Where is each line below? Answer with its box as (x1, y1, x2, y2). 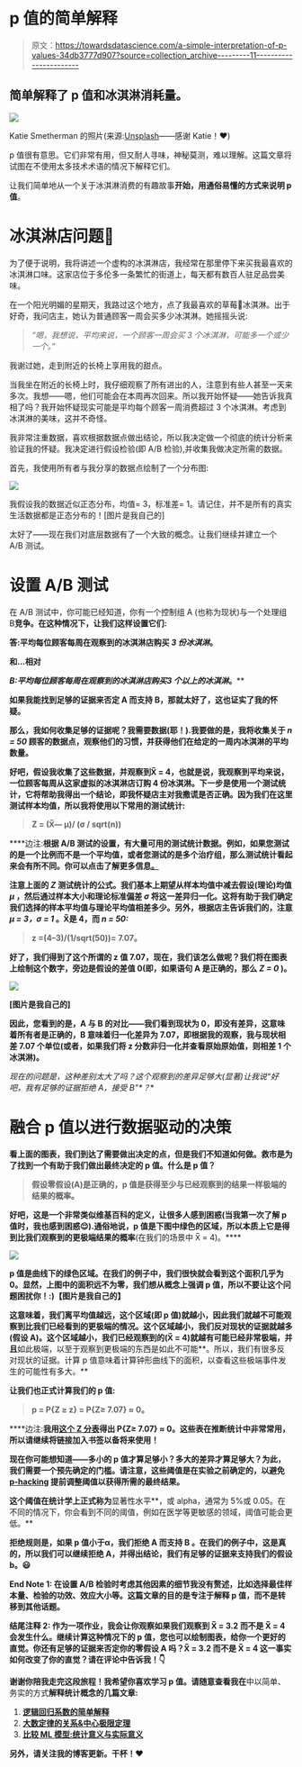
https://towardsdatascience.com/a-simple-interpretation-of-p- (55, 40, 288, 50)
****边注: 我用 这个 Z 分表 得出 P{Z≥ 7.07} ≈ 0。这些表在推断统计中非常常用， (9, 1423, 290, 1434)
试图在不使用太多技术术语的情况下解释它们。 (9, 160, 175, 171)
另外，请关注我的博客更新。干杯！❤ (9, 1748, 144, 1759)
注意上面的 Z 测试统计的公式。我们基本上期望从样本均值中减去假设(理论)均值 (9, 879, 292, 890)
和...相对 (9, 656, 42, 666)
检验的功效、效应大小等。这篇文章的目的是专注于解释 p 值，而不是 (32, 1590, 279, 1600)
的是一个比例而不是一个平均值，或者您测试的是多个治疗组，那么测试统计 (9, 848, 277, 860)
